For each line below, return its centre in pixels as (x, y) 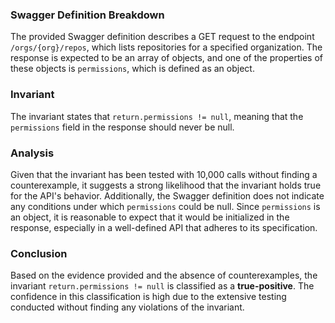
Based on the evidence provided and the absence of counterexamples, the (164, 275)
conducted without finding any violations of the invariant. (127, 307)
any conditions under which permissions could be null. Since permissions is (165, 206)
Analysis (32, 153)
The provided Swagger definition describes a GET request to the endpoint (162, 37)
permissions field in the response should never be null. (122, 127)
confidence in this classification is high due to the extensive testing (148, 297)
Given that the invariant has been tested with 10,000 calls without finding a (164, 174)
